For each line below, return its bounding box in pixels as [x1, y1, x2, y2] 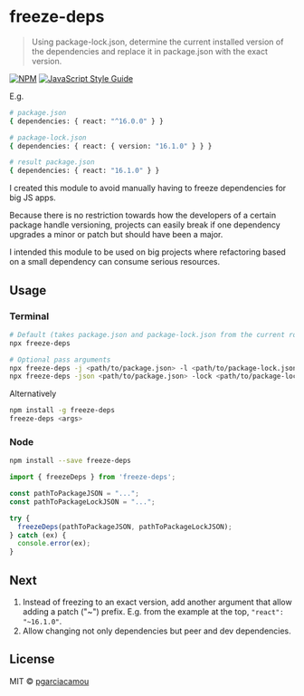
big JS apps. [9, 192, 56, 203]
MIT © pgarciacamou [9, 675, 90, 686]
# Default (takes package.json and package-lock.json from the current [9, 330, 285, 339]
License [9, 652, 55, 667]
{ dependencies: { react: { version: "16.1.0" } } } [9, 141, 213, 150]
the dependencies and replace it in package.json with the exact [31, 45, 269, 56]
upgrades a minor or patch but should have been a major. [9, 229, 223, 240]
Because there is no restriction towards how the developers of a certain [9, 210, 277, 221]
